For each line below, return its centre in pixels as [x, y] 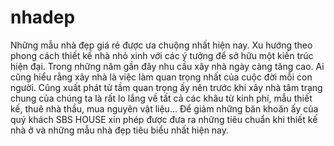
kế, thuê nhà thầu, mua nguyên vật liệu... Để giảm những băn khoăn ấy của [164, 108]
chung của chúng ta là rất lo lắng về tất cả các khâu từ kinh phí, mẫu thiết [161, 98]
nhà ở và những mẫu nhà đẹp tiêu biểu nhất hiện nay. [120, 130]
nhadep [43, 17]
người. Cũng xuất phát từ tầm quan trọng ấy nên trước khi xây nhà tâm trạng [166, 87]
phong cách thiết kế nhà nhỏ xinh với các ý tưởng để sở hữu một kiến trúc [162, 55]
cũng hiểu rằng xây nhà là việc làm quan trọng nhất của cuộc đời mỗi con [161, 77]
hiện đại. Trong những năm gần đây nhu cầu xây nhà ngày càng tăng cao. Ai [167, 66]
